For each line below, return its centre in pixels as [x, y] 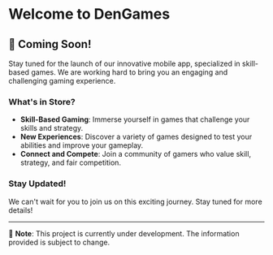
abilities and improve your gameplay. [82, 145]
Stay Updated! [37, 184]
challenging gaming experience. [62, 81]
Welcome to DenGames [89, 14]
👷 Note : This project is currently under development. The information [124, 233]
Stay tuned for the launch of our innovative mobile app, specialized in [125, 63]
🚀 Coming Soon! [50, 44]
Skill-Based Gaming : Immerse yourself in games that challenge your [135, 119]
